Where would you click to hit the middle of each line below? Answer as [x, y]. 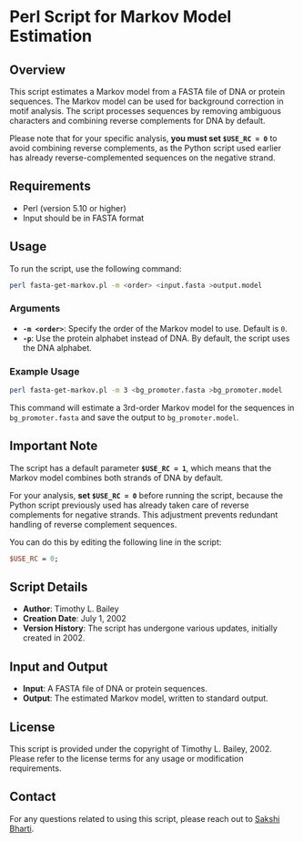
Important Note [54, 446]
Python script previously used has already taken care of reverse [129, 505]
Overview [38, 70]
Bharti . [22, 828]
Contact [33, 797]
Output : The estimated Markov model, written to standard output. [145, 698]
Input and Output [59, 667]
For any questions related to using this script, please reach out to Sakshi [145, 818]
